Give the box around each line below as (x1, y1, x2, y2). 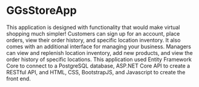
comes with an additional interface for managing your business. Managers (6, 43, 192, 50)
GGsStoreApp (6, 4, 77, 18)
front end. (6, 75, 31, 82)
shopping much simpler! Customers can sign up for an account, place (6, 30, 180, 37)
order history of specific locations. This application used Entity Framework (6, 56, 192, 63)
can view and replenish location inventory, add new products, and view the (6, 49, 193, 56)
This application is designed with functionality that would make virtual (6, 24, 180, 31)
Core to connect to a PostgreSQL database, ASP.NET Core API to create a (6, 62, 191, 69)
